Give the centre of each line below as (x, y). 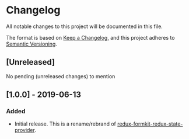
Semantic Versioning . (32, 44)
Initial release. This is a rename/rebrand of (65, 124)
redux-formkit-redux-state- (150, 124)
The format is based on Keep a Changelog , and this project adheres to (90, 37)
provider (24, 130)
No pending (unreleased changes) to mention (61, 76)
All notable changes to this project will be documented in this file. (85, 26)
